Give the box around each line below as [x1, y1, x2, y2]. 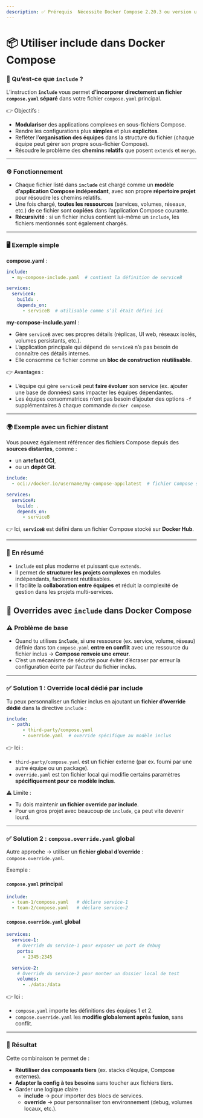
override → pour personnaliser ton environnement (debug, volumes [24, 1098, 193, 1105]
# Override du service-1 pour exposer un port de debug [17, 942, 161, 949]
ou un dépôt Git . [14, 464, 56, 471]
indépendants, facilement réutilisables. [14, 575, 112, 582]
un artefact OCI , [14, 457, 56, 464]
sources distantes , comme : [6, 446, 77, 453]
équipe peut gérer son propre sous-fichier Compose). [14, 140, 149, 148]
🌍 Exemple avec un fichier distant [6, 423, 109, 431]
